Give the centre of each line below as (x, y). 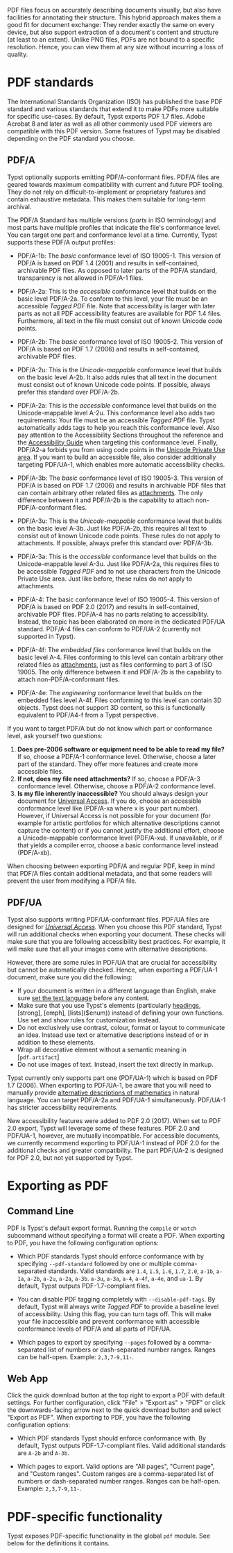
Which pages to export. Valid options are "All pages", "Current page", (116, 1467)
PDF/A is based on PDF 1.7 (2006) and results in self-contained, (108, 349)
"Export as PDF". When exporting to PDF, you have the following (99, 1418)
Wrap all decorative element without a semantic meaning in (102, 1049)
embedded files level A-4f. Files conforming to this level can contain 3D (119, 700)
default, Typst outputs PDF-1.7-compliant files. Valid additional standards (121, 1446)
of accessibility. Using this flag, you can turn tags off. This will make (114, 1314)
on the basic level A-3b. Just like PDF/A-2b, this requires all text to (112, 528)
